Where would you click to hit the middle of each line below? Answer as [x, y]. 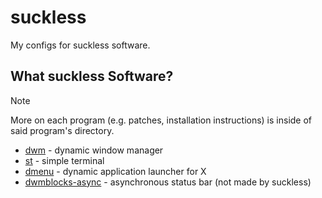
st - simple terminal [64, 160]
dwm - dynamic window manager [94, 150]
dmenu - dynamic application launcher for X [115, 171]
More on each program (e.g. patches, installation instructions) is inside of [161, 120]
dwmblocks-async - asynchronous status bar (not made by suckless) [168, 182]
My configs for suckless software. [80, 45]
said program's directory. [62, 130]
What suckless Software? [92, 76]
